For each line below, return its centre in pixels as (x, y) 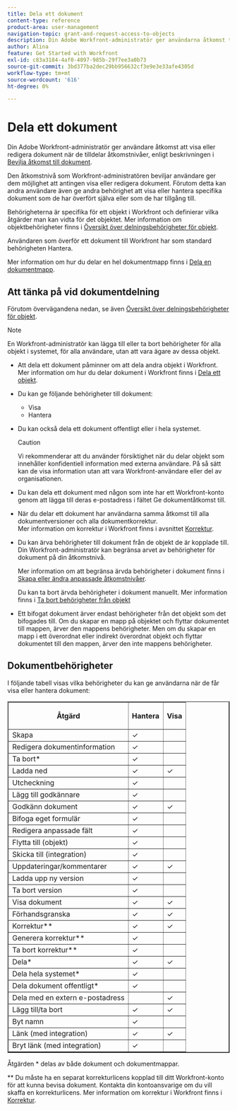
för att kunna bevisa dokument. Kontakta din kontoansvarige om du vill (110, 1085)
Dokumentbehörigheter (60, 666)
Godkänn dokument (45, 806)
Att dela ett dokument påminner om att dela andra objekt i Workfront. (118, 365)
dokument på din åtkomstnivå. (61, 557)
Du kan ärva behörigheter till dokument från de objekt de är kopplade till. (123, 542)
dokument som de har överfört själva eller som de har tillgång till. (102, 198)
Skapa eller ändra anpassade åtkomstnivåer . (82, 578)
